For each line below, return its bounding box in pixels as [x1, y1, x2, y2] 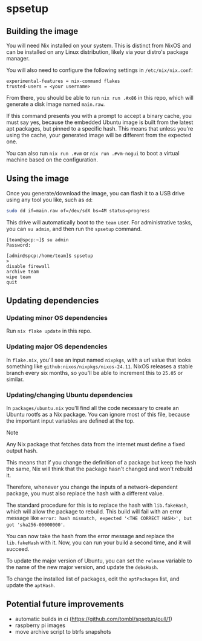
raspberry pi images [15, 622, 65, 629]
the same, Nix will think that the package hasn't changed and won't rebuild [6, 465, 192, 472]
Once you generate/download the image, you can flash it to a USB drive [6, 189, 185, 197]
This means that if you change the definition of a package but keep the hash [6, 458, 197, 466]
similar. [6, 376, 24, 383]
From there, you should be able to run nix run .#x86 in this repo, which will [6, 94, 194, 101]
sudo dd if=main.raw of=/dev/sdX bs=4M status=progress [6, 207, 150, 213]
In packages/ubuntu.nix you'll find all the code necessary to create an [6, 404, 180, 411]
